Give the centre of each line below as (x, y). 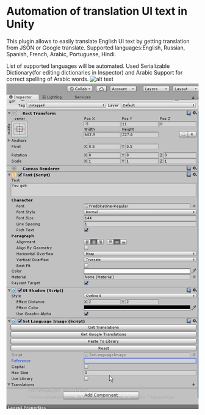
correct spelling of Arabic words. (48, 79)
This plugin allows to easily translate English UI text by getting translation (98, 41)
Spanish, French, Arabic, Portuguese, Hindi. (61, 54)
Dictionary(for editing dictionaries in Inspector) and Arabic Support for (95, 72)
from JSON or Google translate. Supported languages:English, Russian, (96, 48)
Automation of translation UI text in (97, 11)
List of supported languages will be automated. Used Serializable (88, 66)
